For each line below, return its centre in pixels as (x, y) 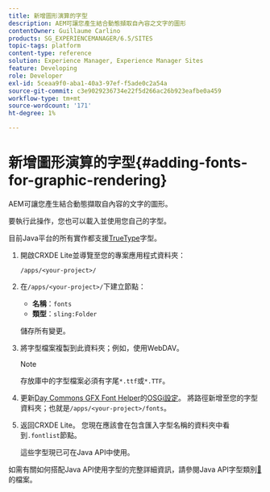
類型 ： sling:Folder (64, 313)
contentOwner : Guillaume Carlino (64, 31)
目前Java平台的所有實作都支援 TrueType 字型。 (85, 238)
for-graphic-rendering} (88, 180)
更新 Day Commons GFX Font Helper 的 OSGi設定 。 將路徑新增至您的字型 (139, 398)
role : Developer (35, 76)
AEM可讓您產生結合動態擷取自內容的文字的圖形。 (90, 203)
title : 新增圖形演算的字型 (48, 16)
